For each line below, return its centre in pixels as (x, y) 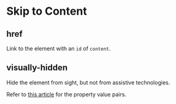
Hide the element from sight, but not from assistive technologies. (88, 82)
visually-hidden (37, 68)
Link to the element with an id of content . (59, 48)
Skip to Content (47, 11)
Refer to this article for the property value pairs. (67, 94)
